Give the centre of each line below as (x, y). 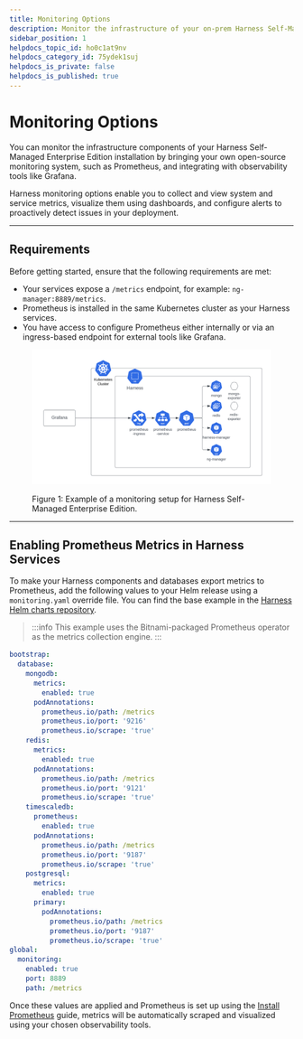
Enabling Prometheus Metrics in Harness (127, 545)
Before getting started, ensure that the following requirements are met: (141, 271)
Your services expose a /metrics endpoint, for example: (126, 288)
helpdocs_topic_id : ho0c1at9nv (68, 48)
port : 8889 (46, 979)
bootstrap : (30, 655)
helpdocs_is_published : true (64, 77)
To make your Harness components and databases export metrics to (137, 581)
